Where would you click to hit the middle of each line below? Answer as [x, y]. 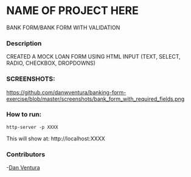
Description [24, 43]
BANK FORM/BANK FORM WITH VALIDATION [63, 27]
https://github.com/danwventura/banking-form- [66, 92]
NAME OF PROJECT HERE [72, 11]
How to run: [24, 115]
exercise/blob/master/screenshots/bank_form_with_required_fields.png [95, 99]
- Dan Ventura [23, 168]
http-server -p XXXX [33, 127]
